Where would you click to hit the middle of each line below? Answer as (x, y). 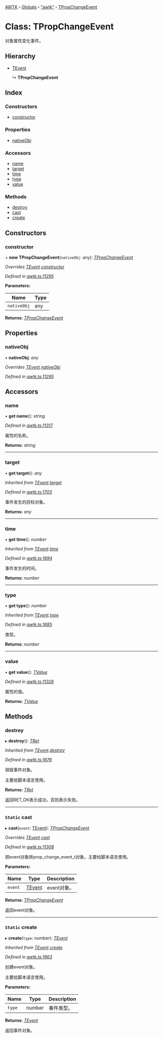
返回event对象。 (21, 910)
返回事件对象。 (20, 1030)
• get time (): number (26, 539)
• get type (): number (26, 606)
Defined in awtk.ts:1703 (29, 492)
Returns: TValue (22, 701)
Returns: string (20, 445)
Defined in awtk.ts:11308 (30, 847)
